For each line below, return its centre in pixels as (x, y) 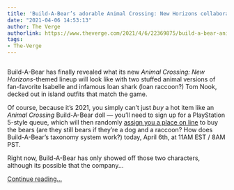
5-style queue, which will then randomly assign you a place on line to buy (112, 122)
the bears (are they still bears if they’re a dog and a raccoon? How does (110, 130)
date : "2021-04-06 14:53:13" (49, 20)
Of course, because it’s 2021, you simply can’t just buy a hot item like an (111, 108)
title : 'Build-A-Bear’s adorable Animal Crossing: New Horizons (102, 14)
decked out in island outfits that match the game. (77, 94)
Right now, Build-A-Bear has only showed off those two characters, (104, 158)
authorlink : (24, 33)
